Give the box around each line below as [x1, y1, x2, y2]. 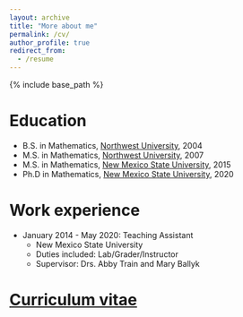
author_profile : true [9, 38, 91, 47]
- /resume [17, 55, 54, 64]
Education [9, 111, 87, 131]
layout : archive [9, 13, 70, 22]
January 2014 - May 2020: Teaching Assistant [22, 229, 194, 240]
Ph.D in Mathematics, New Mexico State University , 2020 [22, 168, 235, 179]
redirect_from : [9, 47, 66, 56]
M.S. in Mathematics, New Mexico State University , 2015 [22, 158, 231, 170]
